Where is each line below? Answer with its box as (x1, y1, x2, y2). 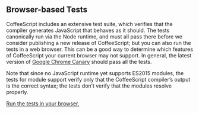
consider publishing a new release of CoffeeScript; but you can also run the (6, 39, 191, 46)
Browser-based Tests (6, 5, 88, 15)
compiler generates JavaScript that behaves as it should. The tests (6, 27, 170, 34)
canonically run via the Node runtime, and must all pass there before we (6, 33, 183, 40)
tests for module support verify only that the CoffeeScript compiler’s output (6, 76, 191, 83)
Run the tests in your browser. (6, 100, 80, 107)
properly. (6, 88, 29, 95)
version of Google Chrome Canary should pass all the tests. (6, 58, 153, 65)
